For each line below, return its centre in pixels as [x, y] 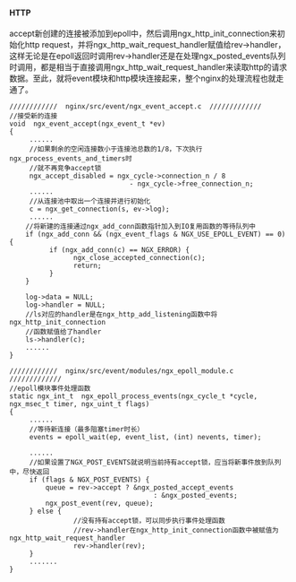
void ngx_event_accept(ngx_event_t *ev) [88, 124]
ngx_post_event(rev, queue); [99, 504]
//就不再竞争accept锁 [65, 169]
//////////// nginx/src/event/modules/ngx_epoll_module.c [122, 371]
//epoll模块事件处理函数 [50, 389]
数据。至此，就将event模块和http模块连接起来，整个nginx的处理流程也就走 [147, 78]
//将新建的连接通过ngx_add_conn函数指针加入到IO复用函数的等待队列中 [141, 227]
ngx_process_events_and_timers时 [71, 159]
